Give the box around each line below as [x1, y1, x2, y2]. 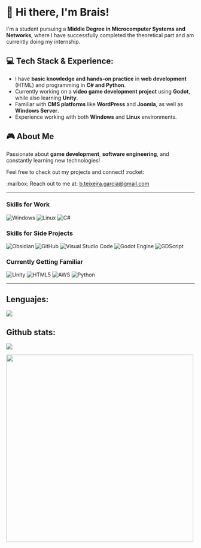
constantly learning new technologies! [6, 156, 100, 164]
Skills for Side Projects [6, 229, 74, 237]
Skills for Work [6, 200, 50, 209]
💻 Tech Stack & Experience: [6, 56, 114, 67]
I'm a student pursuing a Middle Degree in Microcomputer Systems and [6, 25, 185, 32]
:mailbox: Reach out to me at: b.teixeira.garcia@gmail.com [6, 180, 150, 187]
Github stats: [6, 327, 56, 338]
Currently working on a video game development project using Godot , [14, 88, 190, 95]
